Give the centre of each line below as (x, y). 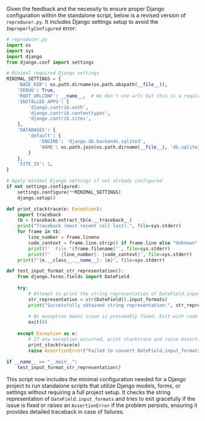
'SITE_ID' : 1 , (35, 164)
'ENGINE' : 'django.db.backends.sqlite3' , (92, 141)
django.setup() (37, 198)
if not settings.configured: (43, 186)
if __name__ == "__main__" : (42, 362)
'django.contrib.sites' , (60, 119)
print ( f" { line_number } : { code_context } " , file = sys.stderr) (110, 254)
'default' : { (45, 136)
